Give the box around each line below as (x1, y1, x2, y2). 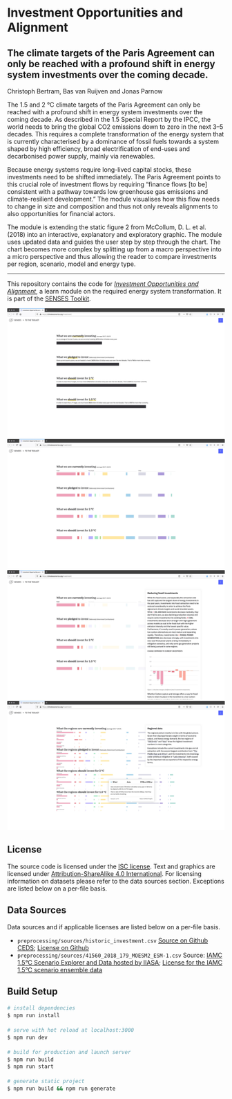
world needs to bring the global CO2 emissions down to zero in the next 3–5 (7, 123, 224, 131)
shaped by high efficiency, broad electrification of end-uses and (7, 145, 191, 153)
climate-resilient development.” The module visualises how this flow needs (7, 195, 220, 203)
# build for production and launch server (7, 1048, 131, 1055)
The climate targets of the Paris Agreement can (7, 47, 215, 59)
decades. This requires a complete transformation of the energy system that (7, 130, 224, 138)
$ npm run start (7, 1063, 54, 1071)
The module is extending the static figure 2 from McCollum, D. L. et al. (7, 223, 207, 231)
